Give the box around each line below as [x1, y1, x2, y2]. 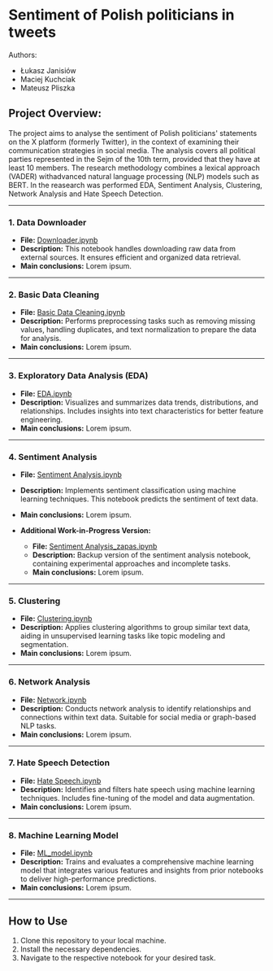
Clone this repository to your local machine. [19, 935, 167, 945]
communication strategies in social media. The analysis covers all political [8, 145, 256, 155]
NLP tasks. [19, 720, 57, 730]
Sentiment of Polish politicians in [8, 6, 235, 24]
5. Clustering [8, 595, 61, 606]
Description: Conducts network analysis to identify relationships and [19, 703, 252, 713]
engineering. [19, 414, 63, 424]
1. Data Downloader [8, 217, 87, 228]
